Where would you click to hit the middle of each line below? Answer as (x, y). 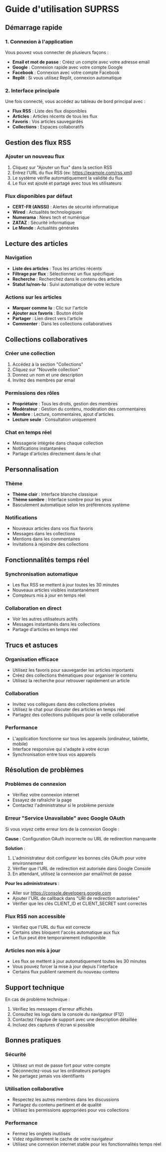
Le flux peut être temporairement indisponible (59, 937)
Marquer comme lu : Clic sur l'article (50, 308)
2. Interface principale (32, 90)
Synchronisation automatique (42, 574)
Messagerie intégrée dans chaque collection (58, 443)
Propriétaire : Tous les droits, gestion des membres (65, 404)
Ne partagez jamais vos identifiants (48, 1076)
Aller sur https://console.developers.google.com (62, 893)
